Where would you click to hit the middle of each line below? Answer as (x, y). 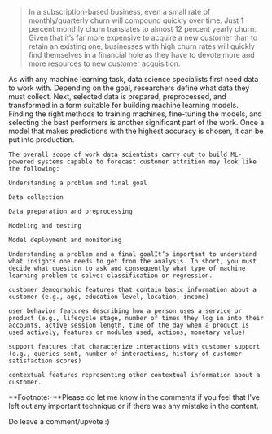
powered (22, 162)
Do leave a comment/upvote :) (59, 421)
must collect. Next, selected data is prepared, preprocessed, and (117, 96)
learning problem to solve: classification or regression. (111, 276)
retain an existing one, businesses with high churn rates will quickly (141, 46)
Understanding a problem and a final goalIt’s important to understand (132, 254)
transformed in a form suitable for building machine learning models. (123, 105)
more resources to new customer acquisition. (104, 63)
